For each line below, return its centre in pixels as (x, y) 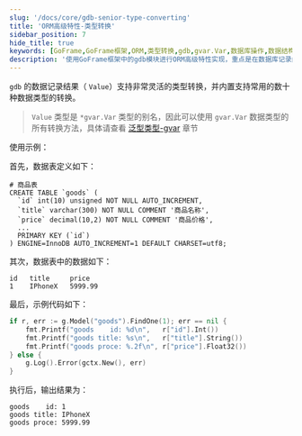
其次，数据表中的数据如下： (61, 261)
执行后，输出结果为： (49, 390)
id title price (50, 278)
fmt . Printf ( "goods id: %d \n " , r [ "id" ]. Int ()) (122, 330)
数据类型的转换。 (49, 97)
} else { (26, 355)
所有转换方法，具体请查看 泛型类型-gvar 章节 (115, 128)
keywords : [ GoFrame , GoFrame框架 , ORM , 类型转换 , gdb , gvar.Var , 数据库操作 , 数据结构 (152, 51)
